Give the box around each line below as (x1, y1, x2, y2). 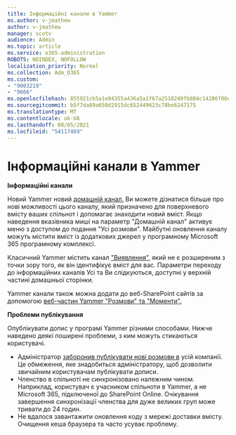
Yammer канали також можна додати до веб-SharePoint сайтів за (7, 290, 204, 298)
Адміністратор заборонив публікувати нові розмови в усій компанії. (17, 353, 223, 361)
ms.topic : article (7, 43, 61, 50)
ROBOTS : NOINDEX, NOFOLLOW (7, 56, 86, 63)
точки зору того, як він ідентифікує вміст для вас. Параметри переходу (7, 261, 222, 269)
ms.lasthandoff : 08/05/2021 (7, 121, 90, 129)
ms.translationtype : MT (7, 108, 77, 115)
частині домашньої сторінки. (7, 275, 94, 285)
